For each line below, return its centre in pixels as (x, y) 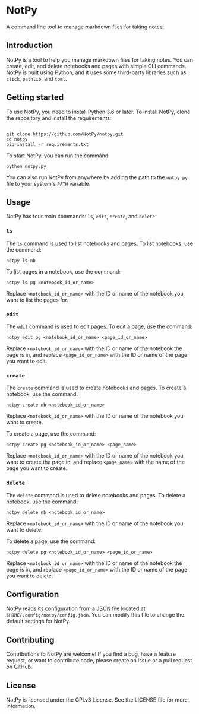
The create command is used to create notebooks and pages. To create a (96, 388)
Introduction (30, 45)
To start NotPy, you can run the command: (58, 156)
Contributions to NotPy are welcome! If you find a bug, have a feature (91, 654)
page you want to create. (37, 468)
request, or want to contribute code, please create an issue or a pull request (99, 661)
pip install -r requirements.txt (48, 144)
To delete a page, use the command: (51, 541)
